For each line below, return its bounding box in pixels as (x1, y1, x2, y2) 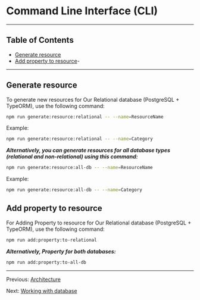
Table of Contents (6, 35, 74, 45)
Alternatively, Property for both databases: (6, 248, 116, 255)
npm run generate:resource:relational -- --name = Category (6, 136, 153, 142)
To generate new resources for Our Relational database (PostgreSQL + (6, 96, 180, 103)
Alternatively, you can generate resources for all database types (6, 147, 171, 154)
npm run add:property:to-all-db (6, 259, 86, 265)
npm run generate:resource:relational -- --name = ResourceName (6, 114, 164, 120)
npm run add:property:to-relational (6, 237, 97, 243)
